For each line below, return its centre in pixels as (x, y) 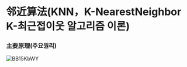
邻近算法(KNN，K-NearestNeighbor (94, 12)
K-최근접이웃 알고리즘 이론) (68, 26)
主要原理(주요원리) (31, 46)
